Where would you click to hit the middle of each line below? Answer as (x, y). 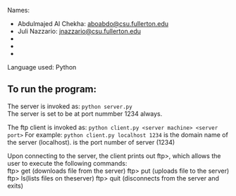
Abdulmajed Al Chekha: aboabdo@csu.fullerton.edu (93, 24)
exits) (15, 185)
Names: (19, 10)
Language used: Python (42, 67)
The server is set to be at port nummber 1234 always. (85, 113)
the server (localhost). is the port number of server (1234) (91, 142)
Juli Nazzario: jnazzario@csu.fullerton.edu (79, 31)
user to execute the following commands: (67, 163)
